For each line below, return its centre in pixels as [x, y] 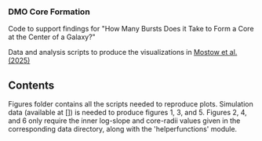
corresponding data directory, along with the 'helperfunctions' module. [123, 129]
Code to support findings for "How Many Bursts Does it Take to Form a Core [131, 29]
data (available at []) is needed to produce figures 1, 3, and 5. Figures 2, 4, [127, 113]
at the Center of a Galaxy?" [52, 37]
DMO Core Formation [49, 12]
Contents [31, 85]
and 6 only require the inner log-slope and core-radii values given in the [124, 121]
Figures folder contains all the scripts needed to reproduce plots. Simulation [131, 104]
